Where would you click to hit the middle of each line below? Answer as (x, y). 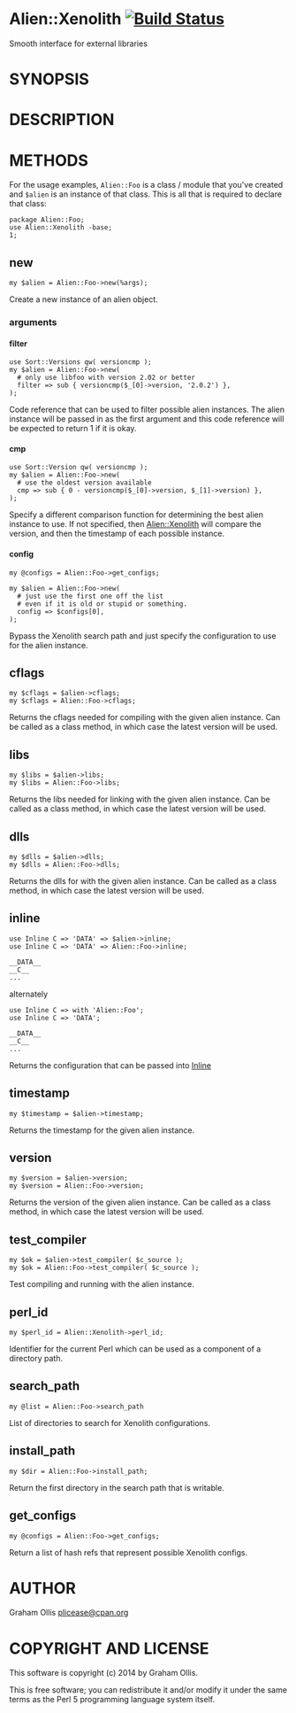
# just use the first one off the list (91, 596)
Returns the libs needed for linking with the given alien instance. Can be (140, 799)
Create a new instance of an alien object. (84, 299)
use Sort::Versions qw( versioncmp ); (80, 362)
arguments (33, 322)
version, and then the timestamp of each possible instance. (117, 534)
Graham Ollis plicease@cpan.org (69, 1613)
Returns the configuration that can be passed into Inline (110, 1065)
